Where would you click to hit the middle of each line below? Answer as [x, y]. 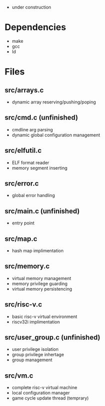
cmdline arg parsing [32, 129]
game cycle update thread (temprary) [50, 398]
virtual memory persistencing [42, 289]
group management [32, 360]
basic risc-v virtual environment [45, 316]
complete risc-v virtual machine [45, 388]
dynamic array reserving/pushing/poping [54, 102]
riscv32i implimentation [36, 322]
